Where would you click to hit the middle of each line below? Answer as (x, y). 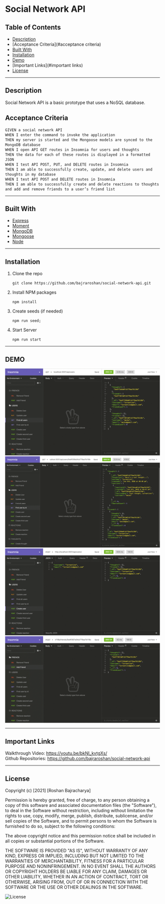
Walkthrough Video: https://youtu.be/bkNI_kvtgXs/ (56, 753)
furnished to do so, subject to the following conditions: (60, 826)
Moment (21, 226)
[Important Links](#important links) (48, 65)
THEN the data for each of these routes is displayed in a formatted (78, 155)
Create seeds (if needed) (38, 311)
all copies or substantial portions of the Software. (55, 841)
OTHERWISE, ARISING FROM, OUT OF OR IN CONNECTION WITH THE (77, 882)
